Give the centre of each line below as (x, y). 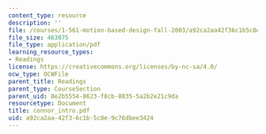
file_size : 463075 (38, 37)
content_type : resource (47, 15)
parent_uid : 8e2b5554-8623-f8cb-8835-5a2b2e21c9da (93, 96)
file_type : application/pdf (55, 45)
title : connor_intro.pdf (49, 111)
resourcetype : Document (47, 103)
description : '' (35, 23)
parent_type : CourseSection (55, 89)
